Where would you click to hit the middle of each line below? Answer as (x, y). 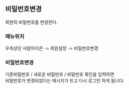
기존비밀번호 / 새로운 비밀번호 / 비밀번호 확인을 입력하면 (60, 74)
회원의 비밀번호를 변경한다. (31, 22)
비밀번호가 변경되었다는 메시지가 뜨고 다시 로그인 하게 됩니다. (65, 81)
